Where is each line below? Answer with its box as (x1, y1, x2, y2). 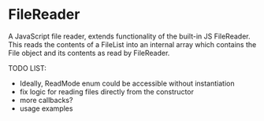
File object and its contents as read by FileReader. (8, 48, 170, 57)
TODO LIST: (8, 63, 47, 72)
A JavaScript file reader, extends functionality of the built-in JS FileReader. (8, 31, 251, 41)
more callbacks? (19, 95, 73, 104)
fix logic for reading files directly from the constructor (19, 86, 195, 96)
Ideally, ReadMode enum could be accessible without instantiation (19, 79, 235, 88)
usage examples (19, 104, 73, 113)
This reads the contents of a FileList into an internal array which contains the (8, 39, 257, 49)
